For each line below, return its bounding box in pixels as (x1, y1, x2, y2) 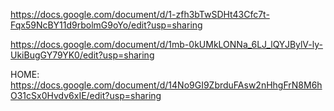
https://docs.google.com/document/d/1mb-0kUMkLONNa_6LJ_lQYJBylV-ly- (10, 39, 323, 50)
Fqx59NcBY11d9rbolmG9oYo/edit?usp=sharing (10, 19, 203, 31)
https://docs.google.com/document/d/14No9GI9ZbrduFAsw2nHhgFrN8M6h (10, 79, 323, 91)
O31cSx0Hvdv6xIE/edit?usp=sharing (10, 90, 162, 101)
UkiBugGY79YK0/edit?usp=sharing (10, 49, 155, 61)
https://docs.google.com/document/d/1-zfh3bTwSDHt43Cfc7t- (10, 9, 270, 20)
